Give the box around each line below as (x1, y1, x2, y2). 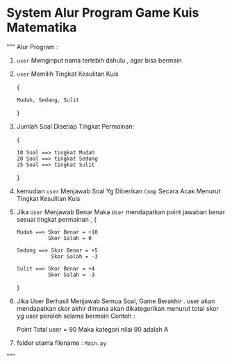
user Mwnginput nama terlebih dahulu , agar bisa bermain (16, 56, 182, 64)
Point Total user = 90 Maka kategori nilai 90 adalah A (16, 325, 169, 333)
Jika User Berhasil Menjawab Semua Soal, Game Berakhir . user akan (16, 297, 215, 305)
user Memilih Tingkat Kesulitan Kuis (16, 70, 119, 78)
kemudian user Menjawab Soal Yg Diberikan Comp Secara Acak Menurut (16, 186, 221, 195)
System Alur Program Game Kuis (6, 5, 199, 21)
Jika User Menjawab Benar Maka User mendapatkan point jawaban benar (16, 207, 226, 216)
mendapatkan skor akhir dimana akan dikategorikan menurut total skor (16, 304, 219, 312)
